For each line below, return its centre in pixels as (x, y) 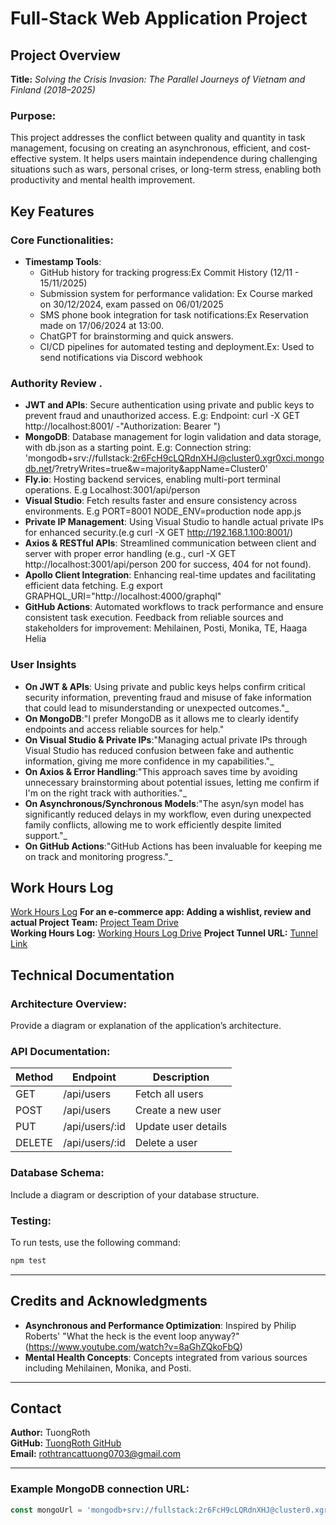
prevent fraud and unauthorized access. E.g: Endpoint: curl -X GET (162, 416)
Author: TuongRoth (50, 1433)
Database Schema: (57, 1173)
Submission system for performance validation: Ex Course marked (176, 293)
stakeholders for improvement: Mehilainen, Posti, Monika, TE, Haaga (165, 628)
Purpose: (33, 115)
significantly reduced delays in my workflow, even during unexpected (168, 814)
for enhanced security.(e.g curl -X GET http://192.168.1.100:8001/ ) (158, 533)
